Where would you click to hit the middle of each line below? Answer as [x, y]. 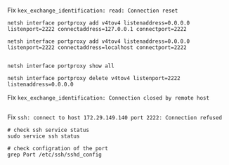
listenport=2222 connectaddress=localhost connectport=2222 [97, 48]
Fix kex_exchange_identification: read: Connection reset [93, 10]
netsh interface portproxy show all [61, 66]
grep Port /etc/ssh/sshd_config [54, 154]
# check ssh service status [48, 130]
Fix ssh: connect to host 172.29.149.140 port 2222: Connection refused [115, 117]
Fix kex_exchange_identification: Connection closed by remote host [108, 97]
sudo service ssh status [44, 136]
